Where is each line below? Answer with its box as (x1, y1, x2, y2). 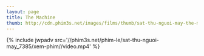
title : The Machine (6, 14, 56, 20)
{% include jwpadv (6, 37, 53, 44)
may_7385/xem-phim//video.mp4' (6, 43, 91, 50)
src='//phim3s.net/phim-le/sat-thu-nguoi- (54, 37, 160, 44)
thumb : (6, 20, 23, 26)
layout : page (6, 8, 39, 15)
